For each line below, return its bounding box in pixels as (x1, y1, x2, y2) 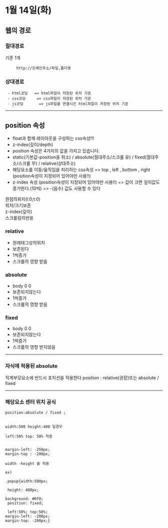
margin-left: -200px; (5, 514, 50, 519)
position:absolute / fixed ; (5, 410, 66, 415)
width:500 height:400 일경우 (5, 424, 63, 429)
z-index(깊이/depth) (12, 141, 53, 147)
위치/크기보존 (5, 202, 31, 208)
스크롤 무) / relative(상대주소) (18, 160, 76, 166)
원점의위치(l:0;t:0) (5, 196, 41, 202)
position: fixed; (7, 501, 43, 506)
